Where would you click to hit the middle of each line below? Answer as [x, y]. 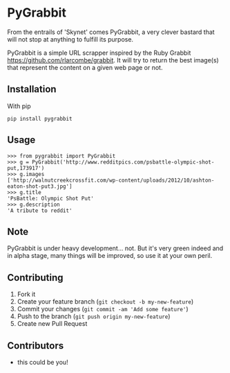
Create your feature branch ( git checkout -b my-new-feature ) [105, 302]
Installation [32, 89]
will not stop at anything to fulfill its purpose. [70, 39]
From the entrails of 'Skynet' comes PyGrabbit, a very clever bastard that [111, 32]
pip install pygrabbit [40, 119]
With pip [19, 106]
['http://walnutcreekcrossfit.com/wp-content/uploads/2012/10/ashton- [111, 180]
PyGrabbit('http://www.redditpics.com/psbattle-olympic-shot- [123, 162]
